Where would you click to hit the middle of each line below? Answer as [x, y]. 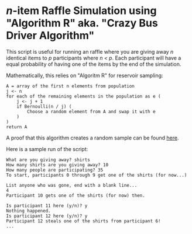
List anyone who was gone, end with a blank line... [72, 185]
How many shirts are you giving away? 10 [57, 165]
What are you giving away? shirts [48, 160]
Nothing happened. [28, 211]
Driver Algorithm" [50, 36]
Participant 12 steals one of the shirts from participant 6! [83, 221]
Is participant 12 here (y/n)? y [47, 216]
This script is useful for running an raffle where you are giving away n [90, 51]
